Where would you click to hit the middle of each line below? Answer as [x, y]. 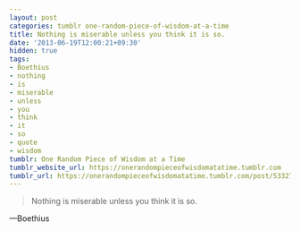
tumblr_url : [31, 175]
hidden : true [33, 51]
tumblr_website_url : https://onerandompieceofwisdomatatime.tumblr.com [145, 167]
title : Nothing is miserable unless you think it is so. [117, 34]
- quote [24, 142]
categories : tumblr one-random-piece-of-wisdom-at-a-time [119, 26]
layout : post [33, 17]
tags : [19, 59]
